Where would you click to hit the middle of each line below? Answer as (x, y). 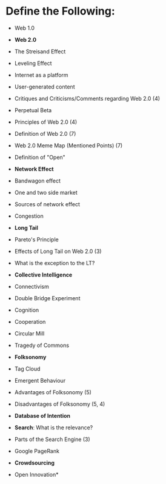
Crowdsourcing (35, 463)
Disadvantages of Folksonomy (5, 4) (60, 404)
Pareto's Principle (36, 239)
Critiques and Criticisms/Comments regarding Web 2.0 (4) (87, 98)
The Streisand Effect (40, 51)
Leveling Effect (33, 63)
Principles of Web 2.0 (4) (46, 122)
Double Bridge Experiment (47, 298)
